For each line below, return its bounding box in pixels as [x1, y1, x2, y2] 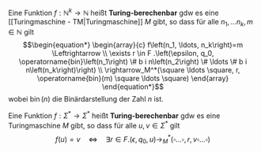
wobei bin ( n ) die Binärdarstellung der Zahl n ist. [8, 95, 164, 104]
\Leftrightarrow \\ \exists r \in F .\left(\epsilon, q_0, [51, 49, 214, 58]
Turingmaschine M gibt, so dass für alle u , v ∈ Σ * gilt [8, 120, 180, 130]
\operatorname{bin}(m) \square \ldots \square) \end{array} [36, 74, 229, 83]
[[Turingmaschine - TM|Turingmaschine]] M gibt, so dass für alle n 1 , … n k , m [8, 17, 253, 28]
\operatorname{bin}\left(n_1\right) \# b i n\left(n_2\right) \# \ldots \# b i [18, 57, 248, 66]
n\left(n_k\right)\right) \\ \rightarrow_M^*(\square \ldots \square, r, [25, 65, 240, 75]
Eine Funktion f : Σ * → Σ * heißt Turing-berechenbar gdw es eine [8, 109, 221, 120]
